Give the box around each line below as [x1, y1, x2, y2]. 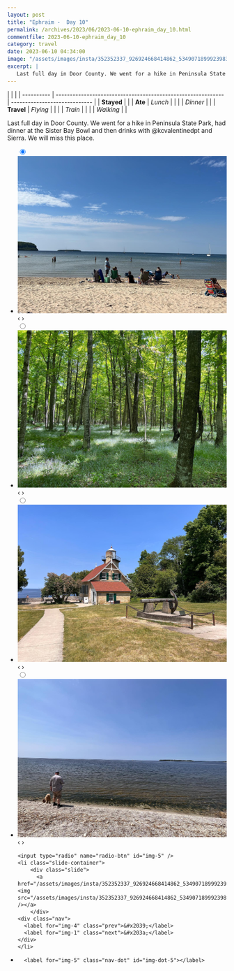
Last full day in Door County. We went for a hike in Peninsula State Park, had [7, 119, 226, 127]
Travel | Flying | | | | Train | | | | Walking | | [7, 105, 127, 113]
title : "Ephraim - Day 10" [7, 18, 89, 26]
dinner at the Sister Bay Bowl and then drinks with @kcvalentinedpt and [7, 126, 212, 134]
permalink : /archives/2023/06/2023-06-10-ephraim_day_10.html [7, 26, 192, 33]
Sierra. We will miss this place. [7, 134, 95, 142]
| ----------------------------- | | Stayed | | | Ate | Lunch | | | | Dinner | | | [7, 98, 216, 106]
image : [7, 56, 26, 63]
